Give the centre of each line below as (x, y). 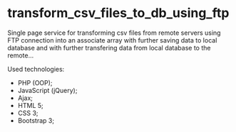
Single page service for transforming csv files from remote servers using (114, 33)
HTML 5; (31, 105)
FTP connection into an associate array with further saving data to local (112, 40)
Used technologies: (36, 69)
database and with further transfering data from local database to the (109, 48)
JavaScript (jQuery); (47, 90)
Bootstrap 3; (36, 120)
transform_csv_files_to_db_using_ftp (118, 13)
